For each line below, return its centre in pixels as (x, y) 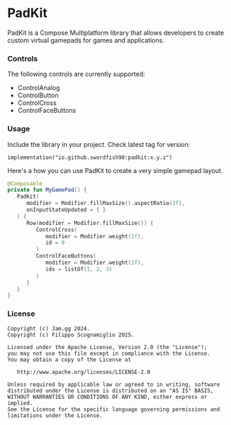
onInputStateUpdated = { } (66, 210)
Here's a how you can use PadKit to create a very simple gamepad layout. (115, 170)
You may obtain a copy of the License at (69, 360)
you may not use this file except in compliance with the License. (109, 353)
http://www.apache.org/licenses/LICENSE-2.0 (84, 372)
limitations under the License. (55, 415)
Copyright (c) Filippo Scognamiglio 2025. (71, 335)
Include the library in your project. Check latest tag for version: (99, 144)
